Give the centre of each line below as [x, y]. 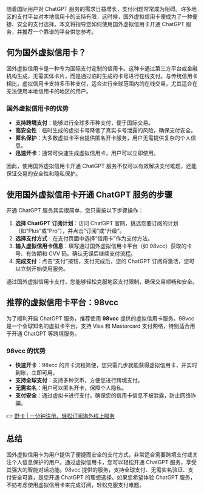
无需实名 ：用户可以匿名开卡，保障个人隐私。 [71, 388]
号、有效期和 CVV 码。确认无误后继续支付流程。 [76, 253]
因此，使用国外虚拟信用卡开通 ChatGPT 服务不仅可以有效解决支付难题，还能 [102, 166]
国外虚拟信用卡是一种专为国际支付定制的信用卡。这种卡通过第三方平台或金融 [102, 68]
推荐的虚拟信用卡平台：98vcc [63, 303]
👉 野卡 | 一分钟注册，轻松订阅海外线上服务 [61, 416]
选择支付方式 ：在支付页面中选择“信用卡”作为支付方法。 [84, 238]
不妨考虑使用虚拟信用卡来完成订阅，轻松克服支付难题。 [75, 485]
